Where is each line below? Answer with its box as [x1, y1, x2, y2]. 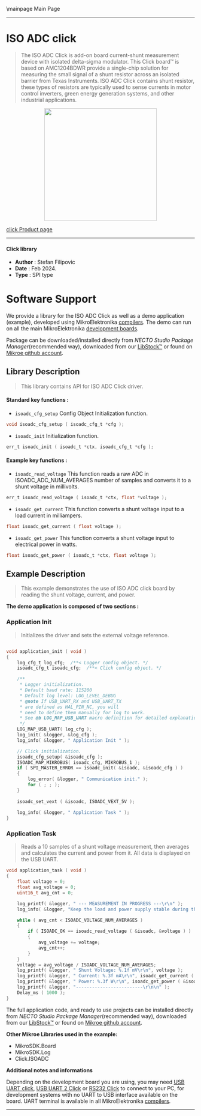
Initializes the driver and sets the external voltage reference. [20, 631, 169, 638]
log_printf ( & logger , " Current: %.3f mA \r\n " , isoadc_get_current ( [17, 973, 194, 979]
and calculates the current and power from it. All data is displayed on [20, 849, 191, 857]
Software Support [6, 293, 97, 306]
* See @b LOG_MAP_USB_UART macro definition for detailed [19, 715, 167, 721]
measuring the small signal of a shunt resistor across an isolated [20, 70, 179, 77]
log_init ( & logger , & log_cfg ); [17, 732, 98, 738]
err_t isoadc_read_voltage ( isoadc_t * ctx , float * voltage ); [6, 495, 167, 501]
